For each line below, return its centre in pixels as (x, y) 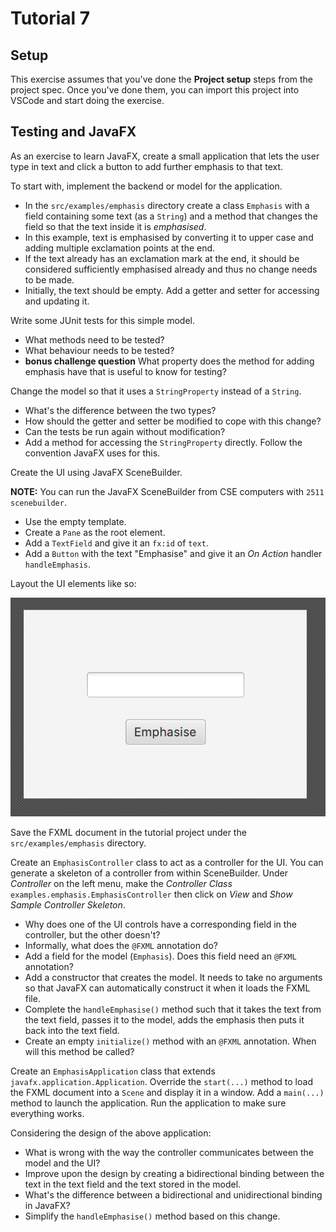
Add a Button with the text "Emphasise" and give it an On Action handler (173, 553)
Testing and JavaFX (73, 132)
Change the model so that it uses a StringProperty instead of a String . (156, 391)
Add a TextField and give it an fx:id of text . (116, 543)
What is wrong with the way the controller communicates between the (169, 1152)
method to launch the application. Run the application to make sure (148, 1103)
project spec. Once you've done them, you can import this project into (155, 90)
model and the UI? (62, 1163)
